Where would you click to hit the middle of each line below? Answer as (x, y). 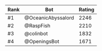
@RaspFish (37, 25)
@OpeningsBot (42, 42)
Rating (87, 9)
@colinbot (36, 34)
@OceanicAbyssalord (49, 18)
